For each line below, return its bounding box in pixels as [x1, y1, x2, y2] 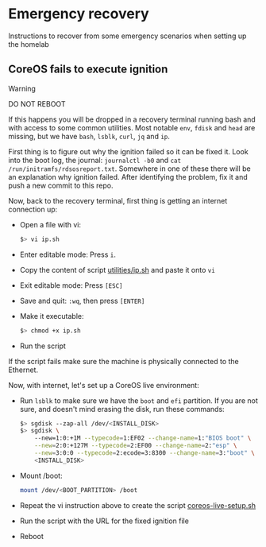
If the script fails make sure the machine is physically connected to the [8, 356, 240, 366]
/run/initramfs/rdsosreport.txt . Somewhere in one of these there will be [8, 164, 252, 173]
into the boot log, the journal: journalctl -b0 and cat [8, 155, 181, 165]
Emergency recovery [8, 5, 149, 23]
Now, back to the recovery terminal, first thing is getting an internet [8, 196, 228, 205]
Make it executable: [19, 311, 84, 320]
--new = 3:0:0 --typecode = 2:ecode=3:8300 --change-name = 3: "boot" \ [34, 449, 256, 457]
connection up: [8, 204, 58, 214]
